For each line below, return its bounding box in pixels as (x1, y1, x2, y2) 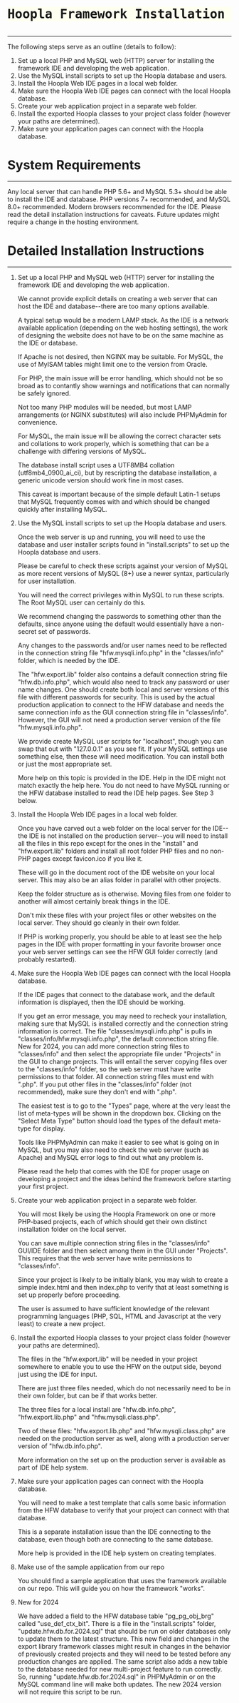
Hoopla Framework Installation (7, 6, 225, 22)
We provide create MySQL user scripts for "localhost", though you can (17, 737, 224, 745)
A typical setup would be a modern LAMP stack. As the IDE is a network (17, 315, 229, 324)
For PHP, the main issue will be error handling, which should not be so (17, 373, 223, 382)
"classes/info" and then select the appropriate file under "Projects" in (17, 1049, 221, 1058)
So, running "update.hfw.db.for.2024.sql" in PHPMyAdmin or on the (17, 1672, 216, 1681)
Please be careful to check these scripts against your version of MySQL (17, 561, 228, 570)
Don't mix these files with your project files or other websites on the (17, 911, 217, 919)
